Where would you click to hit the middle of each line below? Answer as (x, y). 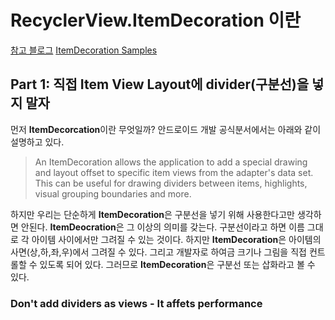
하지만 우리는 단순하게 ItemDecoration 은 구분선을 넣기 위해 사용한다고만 (152, 214)
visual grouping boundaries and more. (113, 193)
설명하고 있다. (37, 142)
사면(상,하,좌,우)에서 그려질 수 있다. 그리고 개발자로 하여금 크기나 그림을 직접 (158, 252)
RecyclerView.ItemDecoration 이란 (155, 20)
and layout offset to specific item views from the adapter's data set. (174, 172)
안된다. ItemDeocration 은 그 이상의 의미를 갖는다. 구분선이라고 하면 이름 (162, 227)
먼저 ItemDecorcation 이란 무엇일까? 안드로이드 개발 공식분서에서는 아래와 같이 (166, 129)
